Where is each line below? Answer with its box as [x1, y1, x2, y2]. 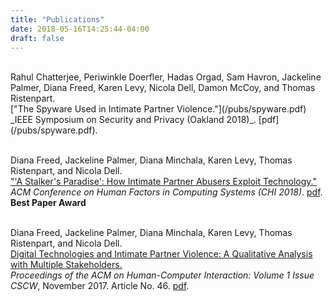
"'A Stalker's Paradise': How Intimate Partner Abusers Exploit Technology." [10, 176, 318, 188]
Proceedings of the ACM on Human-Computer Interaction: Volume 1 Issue [10, 269, 315, 281]
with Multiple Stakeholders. [10, 259, 123, 271]
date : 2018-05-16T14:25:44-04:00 [10, 24, 150, 34]
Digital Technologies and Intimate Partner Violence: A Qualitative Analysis [10, 248, 313, 260]
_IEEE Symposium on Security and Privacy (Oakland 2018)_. [10, 114, 257, 126]
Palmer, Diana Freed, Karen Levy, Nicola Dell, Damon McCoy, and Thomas [10, 82, 316, 94]
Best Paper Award [10, 197, 87, 209]
